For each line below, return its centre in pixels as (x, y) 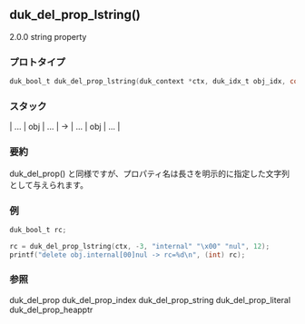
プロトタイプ (38, 62)
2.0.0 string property (48, 36)
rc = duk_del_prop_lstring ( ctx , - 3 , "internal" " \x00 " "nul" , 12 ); (140, 246)
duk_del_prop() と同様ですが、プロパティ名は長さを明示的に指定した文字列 (150, 173)
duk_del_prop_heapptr (51, 309)
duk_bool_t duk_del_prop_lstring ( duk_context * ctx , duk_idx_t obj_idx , (148, 82)
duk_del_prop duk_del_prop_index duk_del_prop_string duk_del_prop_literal (150, 299)
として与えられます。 (49, 184)
